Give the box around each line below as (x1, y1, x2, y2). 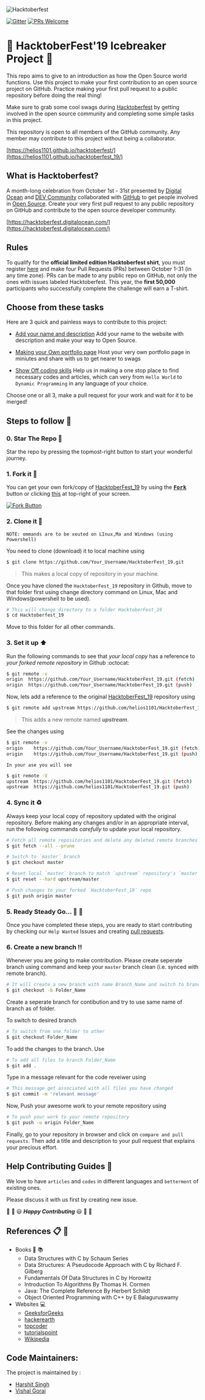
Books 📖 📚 (15, 1246, 44, 1253)
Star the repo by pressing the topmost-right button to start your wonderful (6, 448, 193, 455)
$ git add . (6, 1062, 37, 1068)
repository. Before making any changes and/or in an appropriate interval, (6, 819, 189, 826)
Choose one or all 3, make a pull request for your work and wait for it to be (6, 391, 193, 399)
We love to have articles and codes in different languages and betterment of (6, 1177, 199, 1184)
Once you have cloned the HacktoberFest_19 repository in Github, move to (6, 582, 192, 589)
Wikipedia (24, 1335, 50, 1343)
